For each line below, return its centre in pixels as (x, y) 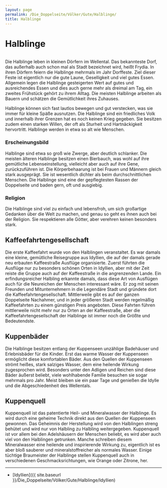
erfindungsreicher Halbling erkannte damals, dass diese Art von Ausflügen (82, 279)
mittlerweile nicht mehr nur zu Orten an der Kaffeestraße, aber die (73, 310)
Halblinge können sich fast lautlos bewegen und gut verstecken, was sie (79, 108)
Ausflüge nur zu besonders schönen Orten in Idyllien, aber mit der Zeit (77, 268)
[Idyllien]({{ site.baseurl (37, 475)
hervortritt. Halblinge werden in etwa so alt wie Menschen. (65, 129)
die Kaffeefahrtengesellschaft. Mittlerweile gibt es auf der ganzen (72, 294)
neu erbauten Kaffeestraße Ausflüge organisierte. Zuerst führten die (75, 263)
